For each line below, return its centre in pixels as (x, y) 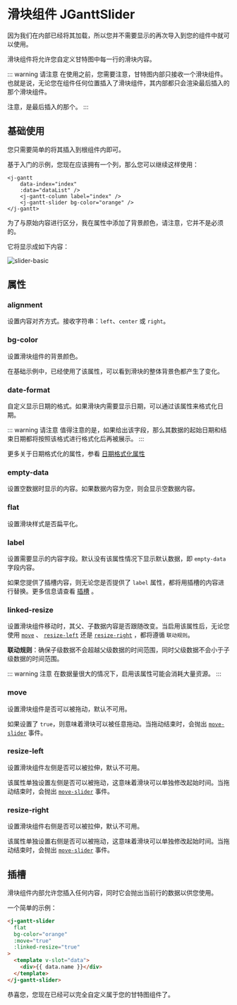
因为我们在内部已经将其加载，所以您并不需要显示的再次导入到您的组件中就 (115, 35)
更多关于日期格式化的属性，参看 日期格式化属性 (76, 454)
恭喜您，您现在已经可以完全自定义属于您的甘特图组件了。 (91, 994)
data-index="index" (49, 184)
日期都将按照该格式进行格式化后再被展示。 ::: (79, 439)
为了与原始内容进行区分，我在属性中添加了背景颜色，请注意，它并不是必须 (115, 222)
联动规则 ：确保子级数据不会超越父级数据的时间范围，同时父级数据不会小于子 (119, 650)
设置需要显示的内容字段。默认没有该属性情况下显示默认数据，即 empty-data (117, 559)
